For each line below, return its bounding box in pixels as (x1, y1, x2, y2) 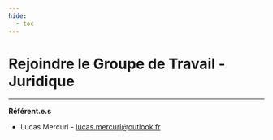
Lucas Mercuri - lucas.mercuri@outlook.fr (19, 122, 161, 132)
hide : (8, 11, 27, 20)
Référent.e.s (8, 107, 52, 116)
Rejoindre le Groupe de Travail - (8, 55, 226, 73)
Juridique (8, 72, 75, 90)
